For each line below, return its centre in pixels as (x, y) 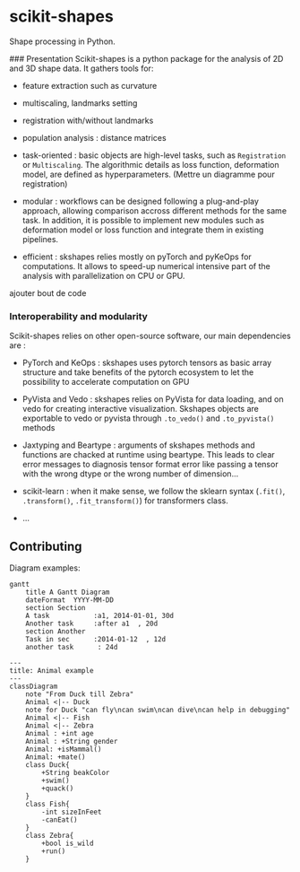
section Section (56, 608)
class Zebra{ (50, 836)
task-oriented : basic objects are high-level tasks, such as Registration (154, 155)
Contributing (46, 546)
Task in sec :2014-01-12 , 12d (96, 640)
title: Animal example (51, 671)
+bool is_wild (68, 844)
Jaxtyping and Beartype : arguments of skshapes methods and (138, 445)
